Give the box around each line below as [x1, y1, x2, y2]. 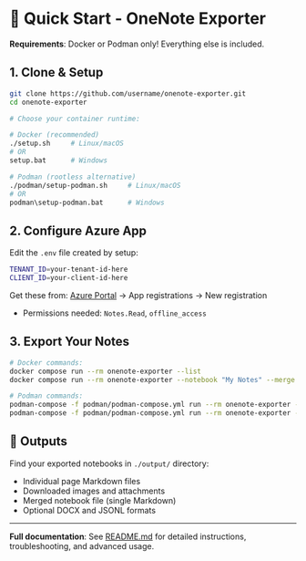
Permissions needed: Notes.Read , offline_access [22, 307, 207, 318]
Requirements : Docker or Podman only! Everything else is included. [9, 38, 265, 49]
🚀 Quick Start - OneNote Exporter [9, 8, 267, 29]
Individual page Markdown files [22, 475, 141, 486]
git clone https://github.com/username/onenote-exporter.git [9, 88, 247, 99]
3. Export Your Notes [9, 334, 130, 349]
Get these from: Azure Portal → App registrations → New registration [9, 289, 268, 300]
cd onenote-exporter [9, 98, 88, 107]
